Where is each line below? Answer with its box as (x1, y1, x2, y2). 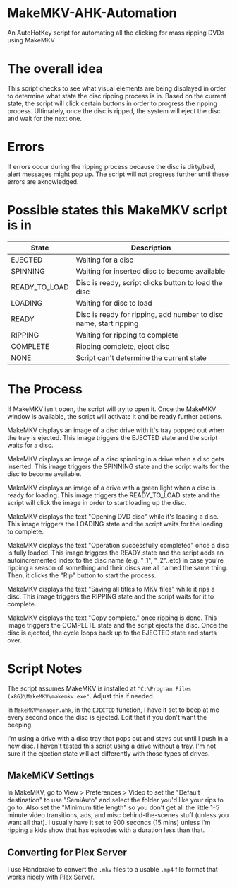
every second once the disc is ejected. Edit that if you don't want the (7, 713, 207, 721)
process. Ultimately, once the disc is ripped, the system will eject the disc (7, 106, 221, 115)
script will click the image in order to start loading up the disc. (7, 498, 187, 507)
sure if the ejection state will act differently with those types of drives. (7, 749, 210, 758)
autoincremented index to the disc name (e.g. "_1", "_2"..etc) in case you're (7, 555, 224, 564)
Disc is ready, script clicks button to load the (75, 277, 224, 287)
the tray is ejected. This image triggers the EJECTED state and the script (7, 433, 218, 442)
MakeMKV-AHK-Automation (7, 5, 178, 21)
